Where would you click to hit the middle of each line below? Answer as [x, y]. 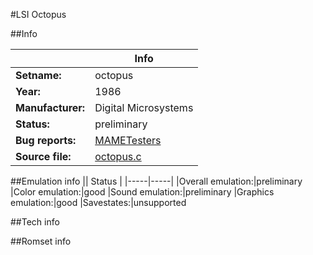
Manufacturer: [50, 107]
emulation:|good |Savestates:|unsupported [98, 202]
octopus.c [118, 156]
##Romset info [41, 241]
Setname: [38, 75]
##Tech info [35, 222]
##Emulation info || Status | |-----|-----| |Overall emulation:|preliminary [156, 181]
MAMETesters [128, 140]
